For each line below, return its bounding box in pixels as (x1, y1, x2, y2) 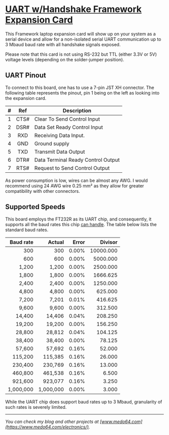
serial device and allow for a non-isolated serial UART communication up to (5, 36, 161, 42)
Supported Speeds (5, 202, 65, 211)
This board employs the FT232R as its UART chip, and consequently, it (5, 216, 152, 222)
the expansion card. (5, 95, 47, 101)
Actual (48, 239, 64, 246)
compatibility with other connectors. (5, 188, 80, 194)
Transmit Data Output (34, 148, 86, 155)
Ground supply (34, 140, 69, 147)
